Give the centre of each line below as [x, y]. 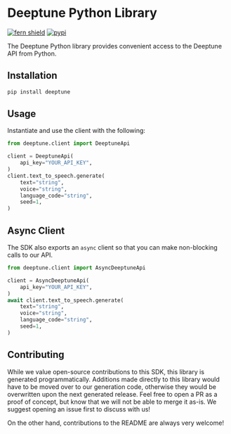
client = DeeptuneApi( [40, 156]
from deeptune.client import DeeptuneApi [69, 143]
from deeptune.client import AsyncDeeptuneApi [77, 268]
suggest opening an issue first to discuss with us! [79, 409]
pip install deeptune [39, 92]
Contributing [36, 355]
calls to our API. [30, 255]
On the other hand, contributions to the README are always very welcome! [116, 423]
